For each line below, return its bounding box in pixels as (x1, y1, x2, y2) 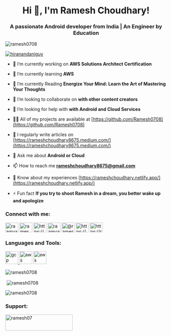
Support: (5, 303, 28, 310)
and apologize (12, 198, 44, 204)
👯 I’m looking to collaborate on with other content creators (12, 96, 138, 102)
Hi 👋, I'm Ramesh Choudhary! (22, 5, 150, 16)
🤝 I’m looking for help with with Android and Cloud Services (12, 106, 141, 113)
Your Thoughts (12, 86, 46, 92)
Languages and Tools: (5, 239, 61, 246)
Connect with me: (5, 211, 51, 218)
